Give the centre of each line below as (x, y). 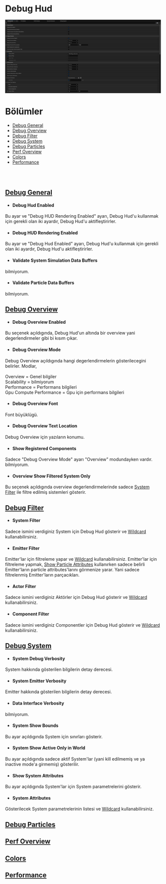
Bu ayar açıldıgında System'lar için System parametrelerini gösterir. (73, 787)
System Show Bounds (35, 726)
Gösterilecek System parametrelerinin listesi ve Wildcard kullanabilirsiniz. (80, 809)
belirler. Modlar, (21, 366)
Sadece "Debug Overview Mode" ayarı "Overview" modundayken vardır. (79, 460)
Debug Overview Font (35, 404)
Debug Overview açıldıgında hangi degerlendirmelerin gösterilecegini (76, 360)
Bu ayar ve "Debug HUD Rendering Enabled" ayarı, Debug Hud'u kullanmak (82, 216)
